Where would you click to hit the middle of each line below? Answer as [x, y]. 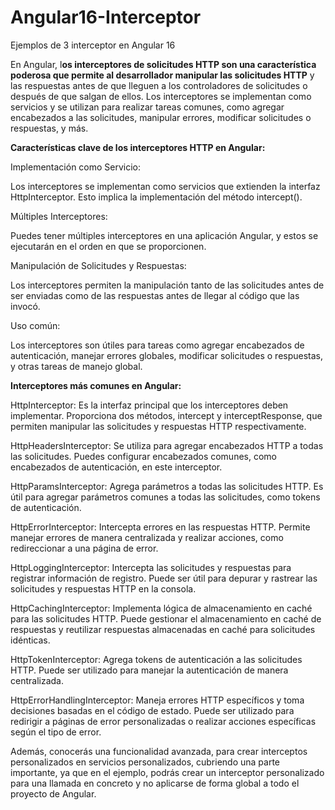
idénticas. [30, 640]
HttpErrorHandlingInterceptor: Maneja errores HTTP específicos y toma [157, 700]
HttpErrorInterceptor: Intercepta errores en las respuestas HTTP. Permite [160, 527]
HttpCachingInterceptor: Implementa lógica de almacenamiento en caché [161, 608]
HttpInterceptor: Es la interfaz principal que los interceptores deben [149, 405]
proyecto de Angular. [53, 793]
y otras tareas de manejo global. [76, 366]
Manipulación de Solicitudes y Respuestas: [98, 265]
